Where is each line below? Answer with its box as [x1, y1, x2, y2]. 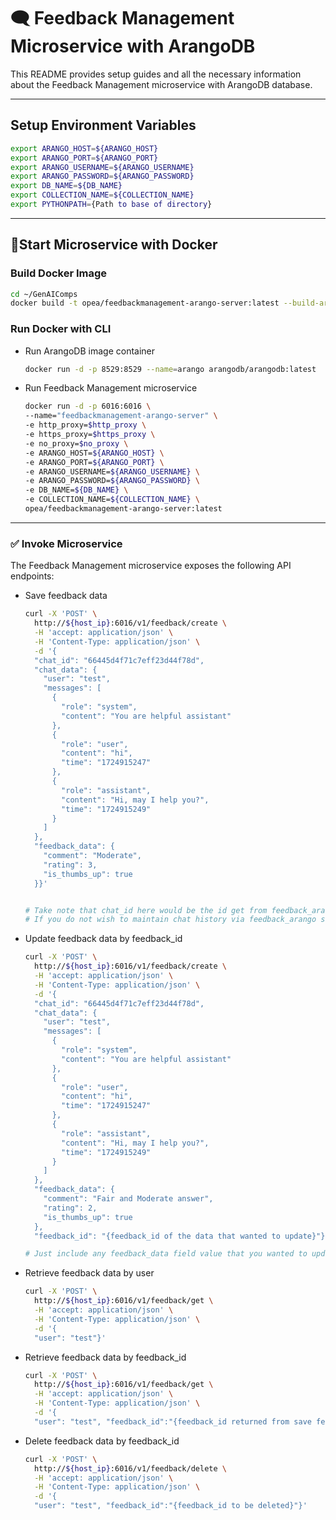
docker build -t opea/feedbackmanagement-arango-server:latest [10, 298, 280, 309]
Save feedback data [24, 590, 108, 602]
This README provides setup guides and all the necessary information [10, 68, 302, 80]
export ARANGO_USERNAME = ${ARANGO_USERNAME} [10, 162, 195, 172]
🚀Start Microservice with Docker [10, 236, 218, 254]
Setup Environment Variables [10, 117, 197, 134]
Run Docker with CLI [10, 322, 112, 336]
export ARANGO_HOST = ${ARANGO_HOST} [10, 143, 159, 154]
